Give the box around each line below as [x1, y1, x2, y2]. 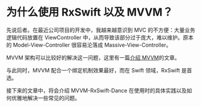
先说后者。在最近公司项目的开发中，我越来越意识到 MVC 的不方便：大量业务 [6, 26, 196, 33]
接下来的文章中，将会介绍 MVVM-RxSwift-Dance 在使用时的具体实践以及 [6, 87, 187, 94]
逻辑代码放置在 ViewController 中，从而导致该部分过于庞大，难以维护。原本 [6, 33, 194, 41]
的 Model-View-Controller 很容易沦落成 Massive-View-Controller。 [6, 41, 172, 48]
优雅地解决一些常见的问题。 [11, 94, 80, 102]
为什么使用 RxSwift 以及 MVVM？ [6, 5, 173, 19]
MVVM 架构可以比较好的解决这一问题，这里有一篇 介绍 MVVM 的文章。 [6, 54, 181, 61]
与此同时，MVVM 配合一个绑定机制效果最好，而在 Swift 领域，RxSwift [6, 66, 181, 74]
